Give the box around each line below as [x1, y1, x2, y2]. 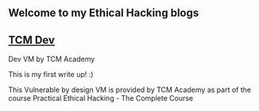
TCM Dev [8, 33, 56, 47]
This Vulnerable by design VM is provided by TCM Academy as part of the [8, 85, 252, 94]
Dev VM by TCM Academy [8, 55, 95, 64]
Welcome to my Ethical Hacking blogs [8, 6, 199, 20]
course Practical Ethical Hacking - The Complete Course [8, 94, 193, 103]
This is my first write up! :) [8, 70, 94, 79]
